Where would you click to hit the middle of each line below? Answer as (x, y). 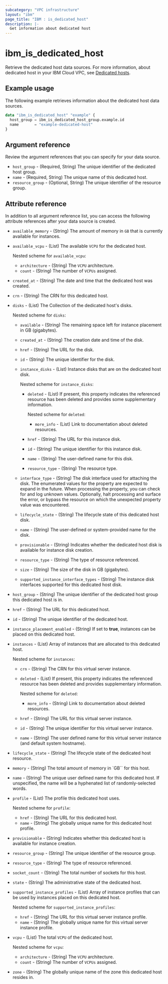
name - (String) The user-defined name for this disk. (80, 459)
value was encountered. (45, 505)
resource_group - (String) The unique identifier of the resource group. (84, 853)
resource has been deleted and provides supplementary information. (91, 684)
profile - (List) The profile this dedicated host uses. (66, 798)
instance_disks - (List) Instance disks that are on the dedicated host (91, 369)
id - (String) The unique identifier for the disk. (67, 359)
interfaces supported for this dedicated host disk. (71, 584)
